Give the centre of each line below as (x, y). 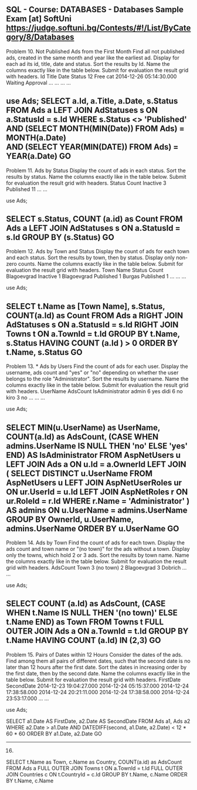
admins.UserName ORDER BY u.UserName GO (93, 528)
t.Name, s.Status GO (44, 352)
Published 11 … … (27, 189)
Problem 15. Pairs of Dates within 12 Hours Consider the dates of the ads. (94, 654)
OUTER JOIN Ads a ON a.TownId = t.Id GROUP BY (97, 631)
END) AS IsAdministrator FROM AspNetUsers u (93, 455)
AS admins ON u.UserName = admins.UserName (97, 510)
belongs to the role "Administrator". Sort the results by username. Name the (97, 379)
